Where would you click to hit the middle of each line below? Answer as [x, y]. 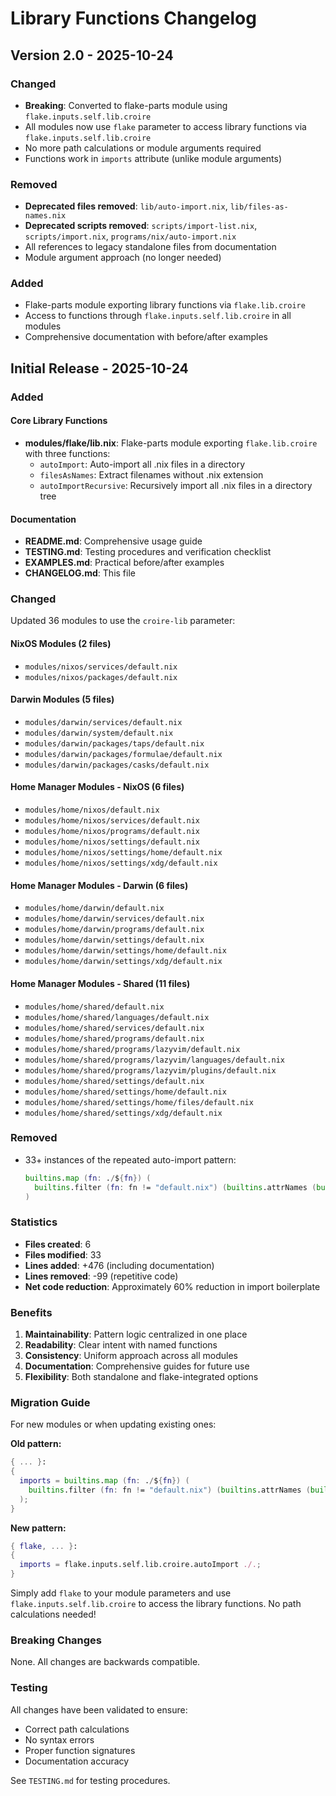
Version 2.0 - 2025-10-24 [92, 55]
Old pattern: [36, 1444]
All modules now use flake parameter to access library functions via [165, 126]
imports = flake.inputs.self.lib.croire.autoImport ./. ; [140, 1565]
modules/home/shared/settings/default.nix [114, 1081]
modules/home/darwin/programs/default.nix [114, 930]
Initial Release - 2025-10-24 [99, 368]
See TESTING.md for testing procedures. [90, 1780]
